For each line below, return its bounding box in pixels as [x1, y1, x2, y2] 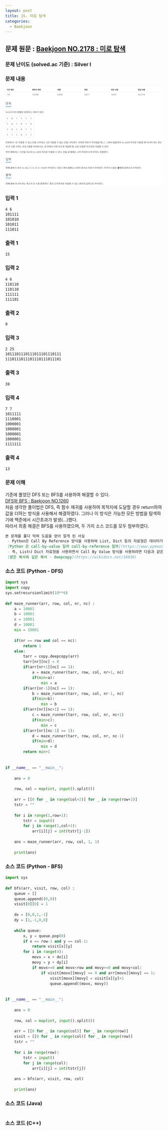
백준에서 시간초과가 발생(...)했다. [14, 516, 78, 522]
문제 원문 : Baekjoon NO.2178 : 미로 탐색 [5, 44, 126, 53]
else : [14, 648, 26, 654]
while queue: [14, 928, 41, 933]
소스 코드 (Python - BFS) [5, 863, 63, 870]
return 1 [23, 643, 41, 648]
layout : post [5, 8, 32, 13]
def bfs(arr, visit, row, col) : [5, 885, 75, 891]
